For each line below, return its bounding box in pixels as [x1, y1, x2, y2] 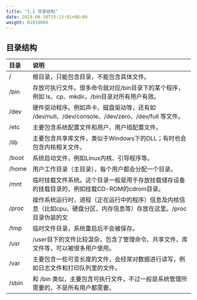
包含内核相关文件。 [32, 143, 86, 151]
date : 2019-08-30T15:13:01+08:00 [6, 14, 88, 20]
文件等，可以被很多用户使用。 [32, 244, 116, 253]
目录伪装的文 [32, 213, 69, 221]
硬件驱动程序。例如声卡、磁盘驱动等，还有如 [32, 104, 157, 112]
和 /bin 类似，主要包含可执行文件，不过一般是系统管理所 [32, 275, 188, 283]
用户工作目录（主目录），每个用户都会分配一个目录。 [32, 165, 177, 173]
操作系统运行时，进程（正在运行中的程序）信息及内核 [32, 196, 180, 204]
